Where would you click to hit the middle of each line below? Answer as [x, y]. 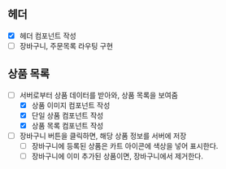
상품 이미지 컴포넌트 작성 [71, 105]
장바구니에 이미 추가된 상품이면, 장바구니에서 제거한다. [117, 156]
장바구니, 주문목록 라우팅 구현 [66, 45]
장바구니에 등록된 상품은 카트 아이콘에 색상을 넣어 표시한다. [125, 146]
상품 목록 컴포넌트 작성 [67, 125]
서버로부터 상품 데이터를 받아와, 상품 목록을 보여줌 [98, 95]
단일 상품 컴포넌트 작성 [67, 115]
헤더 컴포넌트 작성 [48, 36]
